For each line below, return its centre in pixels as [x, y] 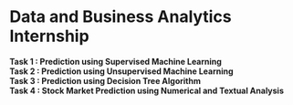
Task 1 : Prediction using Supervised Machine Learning [115, 61]
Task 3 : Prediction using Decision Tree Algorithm [105, 80]
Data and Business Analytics [120, 17]
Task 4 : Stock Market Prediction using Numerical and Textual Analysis [147, 90]
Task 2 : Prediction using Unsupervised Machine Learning [122, 71]
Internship [49, 36]
